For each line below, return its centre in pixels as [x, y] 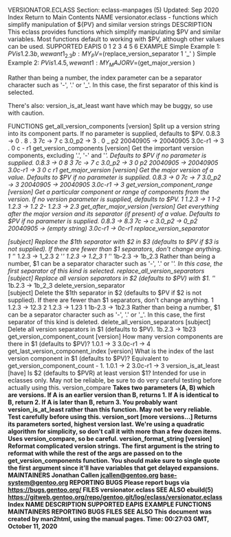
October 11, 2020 [33, 526]
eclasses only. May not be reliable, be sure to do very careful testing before [115, 380]
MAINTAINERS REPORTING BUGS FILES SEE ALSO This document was [110, 512]
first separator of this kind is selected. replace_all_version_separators [106, 271]
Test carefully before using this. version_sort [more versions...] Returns [112, 416]
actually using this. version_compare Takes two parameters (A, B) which [111, 387]
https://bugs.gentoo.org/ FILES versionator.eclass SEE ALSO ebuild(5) [111, 490]
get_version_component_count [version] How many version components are [115, 336]
